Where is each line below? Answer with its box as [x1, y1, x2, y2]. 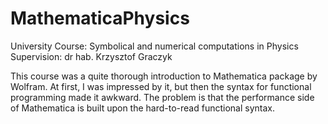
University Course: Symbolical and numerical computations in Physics [10, 40, 299, 52]
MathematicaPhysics [10, 7, 190, 30]
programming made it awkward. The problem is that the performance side [10, 91, 315, 103]
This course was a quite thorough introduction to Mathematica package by [10, 70, 318, 82]
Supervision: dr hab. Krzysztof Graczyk [10, 50, 173, 62]
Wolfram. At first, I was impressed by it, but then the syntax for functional [10, 80, 312, 92]
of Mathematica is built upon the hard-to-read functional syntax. [10, 102, 276, 114]
